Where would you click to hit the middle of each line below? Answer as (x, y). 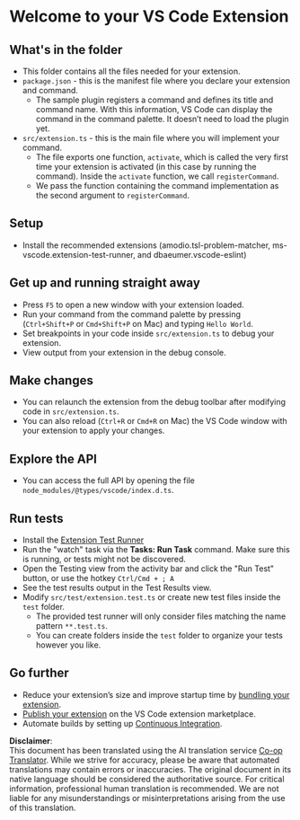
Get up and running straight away (105, 283)
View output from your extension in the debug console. (124, 352)
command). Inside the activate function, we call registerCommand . (157, 176)
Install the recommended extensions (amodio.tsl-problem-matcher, (146, 245)
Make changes (52, 380)
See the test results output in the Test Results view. (117, 588)
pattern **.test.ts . (71, 626)
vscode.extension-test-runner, (79, 254)
